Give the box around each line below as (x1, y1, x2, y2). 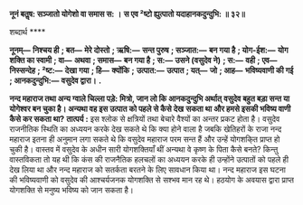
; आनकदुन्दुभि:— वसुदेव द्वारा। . (9, 75, 102, 86)
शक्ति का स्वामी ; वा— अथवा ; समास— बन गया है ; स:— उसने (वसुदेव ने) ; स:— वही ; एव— (9, 55, 278, 65)
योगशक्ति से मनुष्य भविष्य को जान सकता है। (9, 185, 134, 195)
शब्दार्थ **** (9, 27, 46, 37)
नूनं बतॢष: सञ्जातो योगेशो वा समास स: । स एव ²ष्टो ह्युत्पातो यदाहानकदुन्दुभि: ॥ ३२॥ (9, 9, 246, 19)
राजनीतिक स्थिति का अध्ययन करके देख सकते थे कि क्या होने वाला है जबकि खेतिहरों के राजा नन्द (9, 124, 282, 135)
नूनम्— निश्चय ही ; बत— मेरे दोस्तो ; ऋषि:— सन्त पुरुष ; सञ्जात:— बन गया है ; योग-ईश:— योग (9, 45, 289, 55)
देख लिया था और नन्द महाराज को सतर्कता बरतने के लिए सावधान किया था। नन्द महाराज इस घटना (9, 164, 287, 175)
